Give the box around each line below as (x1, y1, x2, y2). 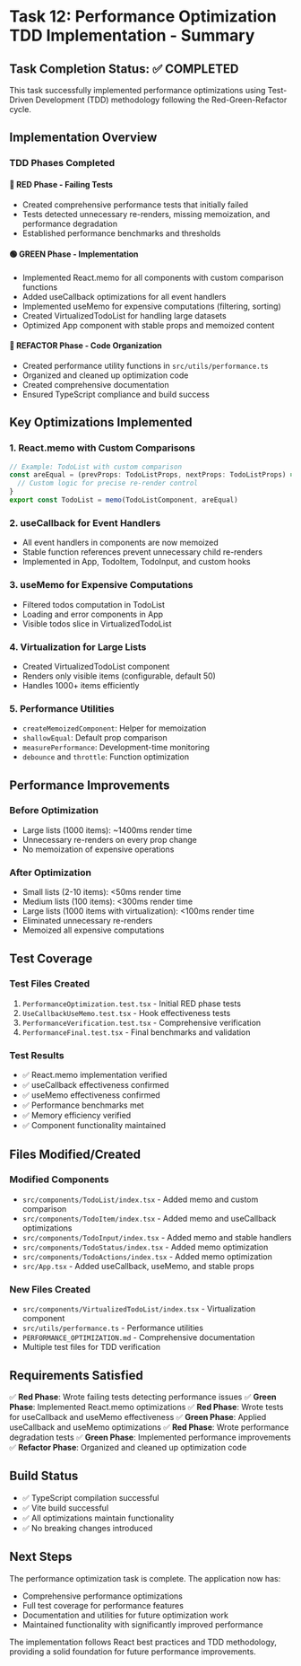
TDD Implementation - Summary (9, 25, 255, 46)
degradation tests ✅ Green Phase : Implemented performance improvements (9, 1432, 291, 1442)
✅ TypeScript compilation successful (21, 1492, 159, 1503)
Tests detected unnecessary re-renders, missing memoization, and (21, 208, 271, 219)
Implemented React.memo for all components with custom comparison (21, 272, 284, 283)
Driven (9, 94, 34, 105)
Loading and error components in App (21, 609, 164, 619)
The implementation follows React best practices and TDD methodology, (9, 1636, 278, 1647)
